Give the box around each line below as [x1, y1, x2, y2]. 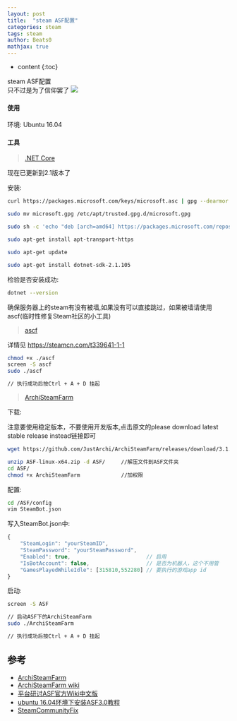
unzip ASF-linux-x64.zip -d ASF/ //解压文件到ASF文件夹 [7, 458, 179, 465]
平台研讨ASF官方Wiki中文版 [17, 689, 98, 698]
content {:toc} [17, 63, 59, 71]
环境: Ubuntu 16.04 [7, 121, 62, 129]
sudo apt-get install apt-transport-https [7, 236, 134, 244]
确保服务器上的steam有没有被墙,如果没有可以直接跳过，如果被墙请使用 [7, 303, 213, 311]
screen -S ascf [7, 361, 52, 368]
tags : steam [7, 30, 42, 37]
